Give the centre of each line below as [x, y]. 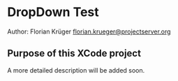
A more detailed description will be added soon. [76, 70]
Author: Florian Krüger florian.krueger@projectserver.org [89, 31]
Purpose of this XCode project [74, 53]
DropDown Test [53, 12]
